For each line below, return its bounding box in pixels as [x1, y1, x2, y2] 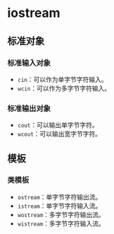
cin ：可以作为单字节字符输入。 [17, 75, 108, 83]
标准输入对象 [7, 58, 51, 68]
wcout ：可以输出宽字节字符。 [17, 129, 102, 139]
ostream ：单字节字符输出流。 [17, 192, 102, 201]
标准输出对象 [7, 103, 51, 113]
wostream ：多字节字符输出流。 [17, 210, 106, 218]
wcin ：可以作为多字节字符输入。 [17, 83, 111, 93]
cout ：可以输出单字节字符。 [17, 121, 99, 129]
